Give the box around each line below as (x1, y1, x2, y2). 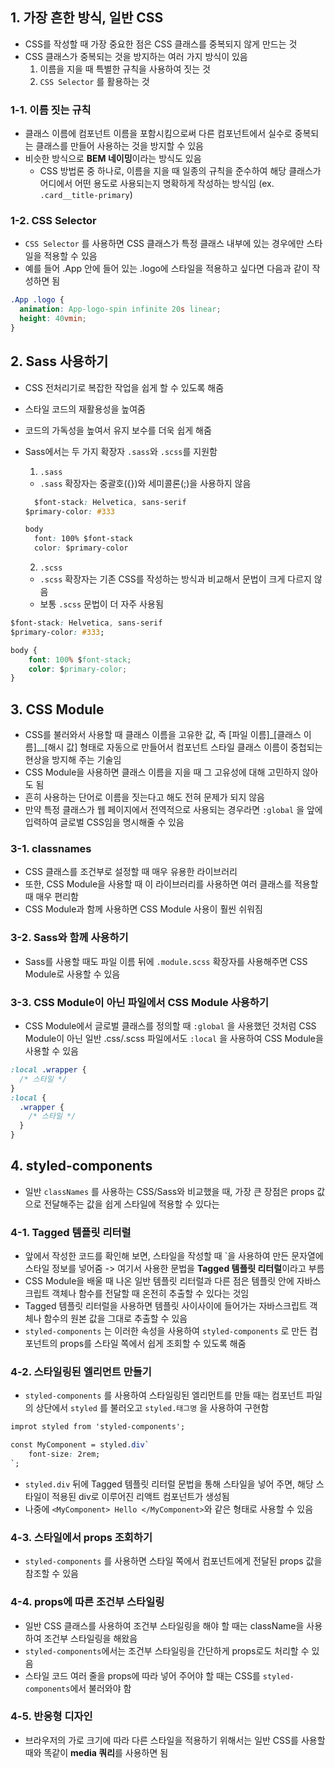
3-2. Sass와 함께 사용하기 (10, 931, 129, 945)
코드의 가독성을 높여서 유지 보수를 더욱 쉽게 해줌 (24, 424, 212, 436)
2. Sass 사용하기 (10, 353, 109, 370)
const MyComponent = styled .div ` (10, 1440, 150, 1450)
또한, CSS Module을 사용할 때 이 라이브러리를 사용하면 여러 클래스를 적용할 (24, 878, 319, 890)
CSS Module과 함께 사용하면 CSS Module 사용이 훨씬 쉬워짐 (24, 903, 263, 915)
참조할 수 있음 (24, 1568, 79, 1580)
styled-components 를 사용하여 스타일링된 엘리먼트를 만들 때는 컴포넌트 (24, 1389, 305, 1402)
